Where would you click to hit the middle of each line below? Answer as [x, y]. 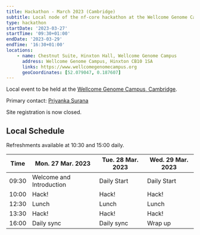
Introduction [49, 185]
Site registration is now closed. [44, 112]
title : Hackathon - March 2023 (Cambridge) [61, 12]
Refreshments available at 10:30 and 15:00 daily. [65, 145]
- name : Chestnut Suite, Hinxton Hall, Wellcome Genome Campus [97, 56]
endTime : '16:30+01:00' [36, 45]
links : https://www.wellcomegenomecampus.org [79, 67]
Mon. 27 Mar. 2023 [63, 164]
